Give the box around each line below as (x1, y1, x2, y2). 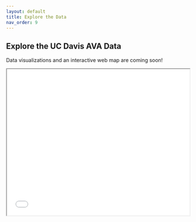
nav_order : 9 (6, 19, 38, 25)
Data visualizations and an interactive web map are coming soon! (6, 57, 163, 64)
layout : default (6, 8, 46, 15)
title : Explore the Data (6, 14, 67, 20)
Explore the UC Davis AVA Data (6, 41, 122, 51)
